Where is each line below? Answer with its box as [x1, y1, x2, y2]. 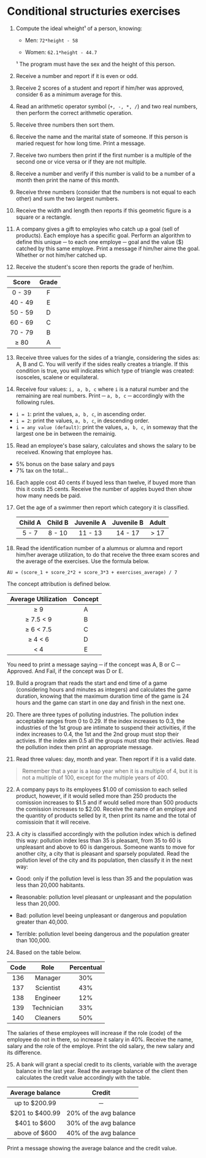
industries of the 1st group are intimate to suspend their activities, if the [15, 723, 196, 731]
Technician [32, 1003, 64, 1012]
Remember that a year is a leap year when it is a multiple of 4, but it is [21, 767, 198, 774]
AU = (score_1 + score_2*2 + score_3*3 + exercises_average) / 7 [7, 569, 177, 575]
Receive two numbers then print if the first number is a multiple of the [15, 151, 192, 159]
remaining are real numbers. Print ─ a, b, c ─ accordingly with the [15, 392, 185, 399]
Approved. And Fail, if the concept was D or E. [7, 667, 124, 674]
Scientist [35, 983, 61, 992]
